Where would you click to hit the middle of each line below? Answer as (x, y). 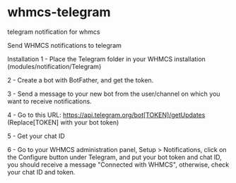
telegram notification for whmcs (54, 32)
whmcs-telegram (59, 12)
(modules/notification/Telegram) (54, 66)
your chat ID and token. (41, 172)
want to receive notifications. (49, 101)
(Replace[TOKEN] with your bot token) (63, 122)
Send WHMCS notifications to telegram (65, 45)
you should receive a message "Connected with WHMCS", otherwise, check (118, 164)
